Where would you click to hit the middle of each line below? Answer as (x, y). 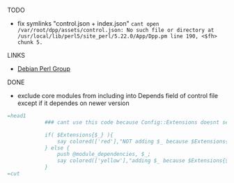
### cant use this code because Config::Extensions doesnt (132, 122)
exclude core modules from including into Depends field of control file (118, 96)
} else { (57, 148)
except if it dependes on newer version (73, 103)
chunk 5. (30, 42)
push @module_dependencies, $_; (104, 154)
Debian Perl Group (44, 69)
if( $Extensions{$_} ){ (79, 135)
